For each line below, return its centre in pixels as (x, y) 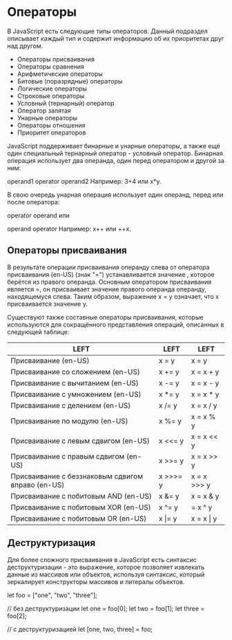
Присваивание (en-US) (50, 360)
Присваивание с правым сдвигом (68, 456)
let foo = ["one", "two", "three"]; (52, 595)
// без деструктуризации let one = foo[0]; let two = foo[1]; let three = (106, 608)
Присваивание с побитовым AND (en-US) (81, 496)
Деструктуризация (51, 543)
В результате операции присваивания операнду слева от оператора (108, 267)
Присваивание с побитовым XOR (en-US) (81, 507)
